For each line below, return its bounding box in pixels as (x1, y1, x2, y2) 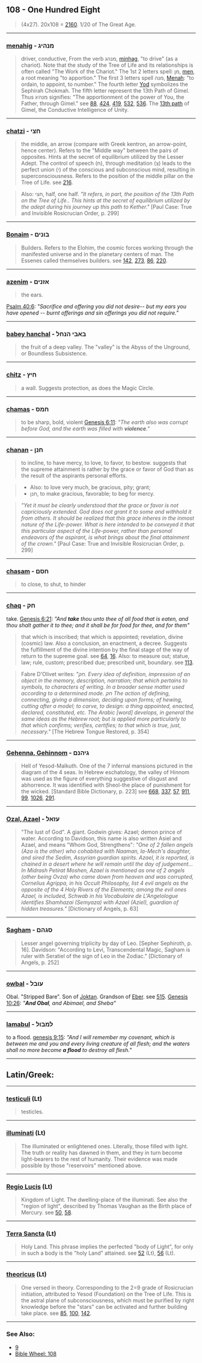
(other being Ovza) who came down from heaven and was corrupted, (20, 873, 194, 881)
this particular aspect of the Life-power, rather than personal (20, 528, 173, 535)
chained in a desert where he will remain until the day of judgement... (20, 860, 194, 868)
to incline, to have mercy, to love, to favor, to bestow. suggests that (20, 460, 187, 467)
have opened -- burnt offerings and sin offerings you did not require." (6, 309, 179, 316)
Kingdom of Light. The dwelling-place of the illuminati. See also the (20, 1196, 188, 1203)
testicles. (20, 1108, 44, 1115)
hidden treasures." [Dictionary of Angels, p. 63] (20, 905, 139, 912)
